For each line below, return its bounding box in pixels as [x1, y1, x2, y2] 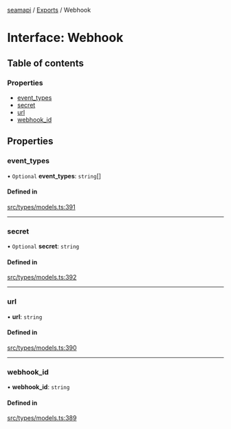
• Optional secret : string [7, 242, 80, 251]
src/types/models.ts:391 [7, 202, 76, 211]
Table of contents [7, 57, 84, 69]
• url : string [7, 313, 43, 321]
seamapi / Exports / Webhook [7, 6, 91, 14]
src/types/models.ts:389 [7, 414, 77, 422]
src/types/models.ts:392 [7, 273, 77, 282]
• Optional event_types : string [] [7, 171, 102, 180]
